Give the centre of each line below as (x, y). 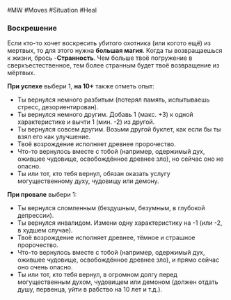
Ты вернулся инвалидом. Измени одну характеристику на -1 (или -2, (120, 223)
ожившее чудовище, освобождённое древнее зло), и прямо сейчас (118, 260)
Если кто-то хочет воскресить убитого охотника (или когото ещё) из (109, 43)
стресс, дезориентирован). (58, 107)
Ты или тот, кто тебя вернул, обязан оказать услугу (94, 174)
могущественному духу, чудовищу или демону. (88, 181)
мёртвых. (22, 73)
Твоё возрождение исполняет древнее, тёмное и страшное (106, 238)
